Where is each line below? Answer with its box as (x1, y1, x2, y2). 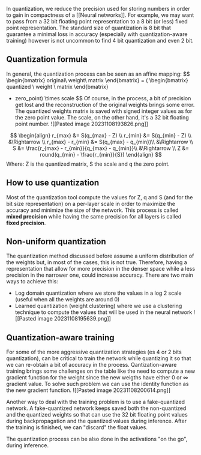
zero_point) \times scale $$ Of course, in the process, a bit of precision (14, 94, 191, 101)
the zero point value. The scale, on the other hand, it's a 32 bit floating (14, 113, 189, 121)
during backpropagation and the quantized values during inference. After (6, 417, 187, 425)
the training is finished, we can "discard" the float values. (6, 424, 148, 431)
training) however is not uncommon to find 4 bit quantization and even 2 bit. (6, 37, 194, 44)
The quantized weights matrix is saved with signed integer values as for (14, 107, 193, 115)
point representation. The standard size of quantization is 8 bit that (6, 24, 171, 31)
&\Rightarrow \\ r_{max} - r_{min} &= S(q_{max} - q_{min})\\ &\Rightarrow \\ (8, 138, 194, 145)
